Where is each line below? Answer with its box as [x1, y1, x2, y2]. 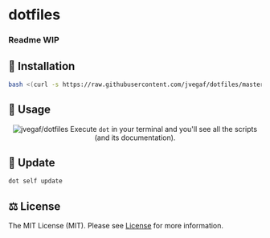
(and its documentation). [94, 133, 176, 142]
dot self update [8, 177, 63, 186]
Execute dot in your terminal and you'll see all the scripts [70, 124, 258, 133]
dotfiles [8, 6, 61, 24]
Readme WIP [8, 35, 59, 46]
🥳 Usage [8, 103, 51, 117]
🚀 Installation [8, 59, 76, 73]
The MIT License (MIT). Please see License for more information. [8, 221, 223, 231]
